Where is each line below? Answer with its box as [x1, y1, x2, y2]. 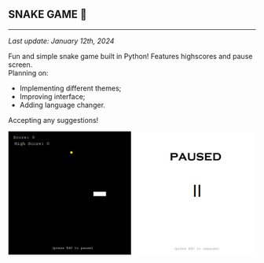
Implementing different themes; [19, 83, 122, 93]
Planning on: [8, 68, 49, 77]
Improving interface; [19, 91, 86, 101]
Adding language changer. [19, 100, 106, 109]
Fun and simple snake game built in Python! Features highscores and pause [8, 51, 253, 61]
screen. [8, 60, 33, 69]
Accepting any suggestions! [8, 115, 99, 124]
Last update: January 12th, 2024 [8, 36, 115, 46]
